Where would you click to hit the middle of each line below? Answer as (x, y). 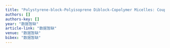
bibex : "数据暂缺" (23, 38)
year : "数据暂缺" (22, 24)
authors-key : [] (22, 19)
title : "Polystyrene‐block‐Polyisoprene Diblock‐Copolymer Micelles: (80, 10)
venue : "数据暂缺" (23, 33)
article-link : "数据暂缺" (31, 28)
